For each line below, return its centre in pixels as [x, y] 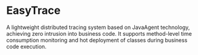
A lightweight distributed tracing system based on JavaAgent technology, [98, 27]
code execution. [26, 47]
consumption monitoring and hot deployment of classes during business [97, 40]
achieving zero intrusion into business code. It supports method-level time [99, 33]
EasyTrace [33, 11]
